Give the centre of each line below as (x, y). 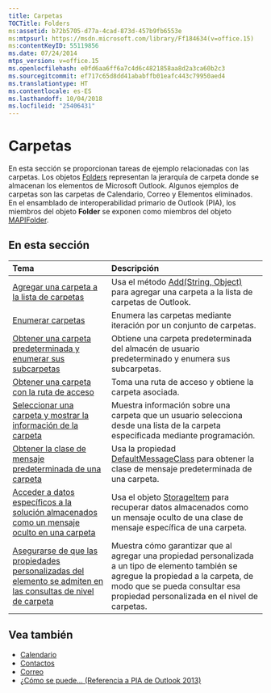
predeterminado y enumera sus (171, 358)
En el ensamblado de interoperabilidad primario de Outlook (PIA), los (122, 203)
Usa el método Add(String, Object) (177, 281)
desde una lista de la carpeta (166, 425)
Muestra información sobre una (171, 405)
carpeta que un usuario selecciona (177, 415)
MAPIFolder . (29, 220)
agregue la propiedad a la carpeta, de (183, 576)
